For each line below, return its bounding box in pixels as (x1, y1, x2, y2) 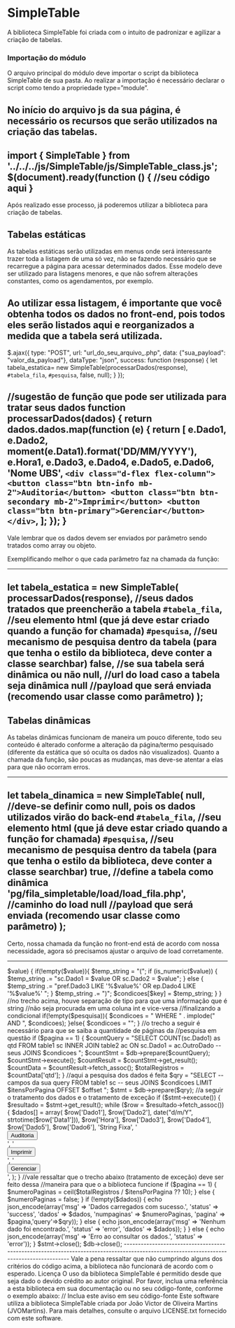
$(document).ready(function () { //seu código (7, 171, 211, 183)
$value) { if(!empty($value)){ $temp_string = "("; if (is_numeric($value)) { (7, 966, 218, 975)
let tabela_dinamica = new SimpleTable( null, (7, 790, 205, 801)
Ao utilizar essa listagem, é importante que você (7, 297, 222, 309)
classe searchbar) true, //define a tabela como (7, 866, 214, 878)
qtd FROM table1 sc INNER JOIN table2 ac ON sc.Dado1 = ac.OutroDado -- (7, 1041, 222, 1050)
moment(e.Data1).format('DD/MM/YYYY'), (7, 445, 197, 457)
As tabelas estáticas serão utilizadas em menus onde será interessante (7, 247, 212, 256)
